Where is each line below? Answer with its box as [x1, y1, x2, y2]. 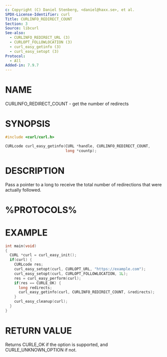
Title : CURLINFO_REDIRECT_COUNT [5, 16, 72, 21]
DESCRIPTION [5, 165, 65, 176]
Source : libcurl [5, 26, 39, 31]
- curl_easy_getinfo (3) [9, 44, 61, 49]
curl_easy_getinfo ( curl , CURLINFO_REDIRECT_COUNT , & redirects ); [18, 290, 155, 295]
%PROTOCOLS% [5, 204, 77, 216]
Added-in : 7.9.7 [5, 63, 39, 68]
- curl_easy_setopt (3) [9, 49, 59, 54]
